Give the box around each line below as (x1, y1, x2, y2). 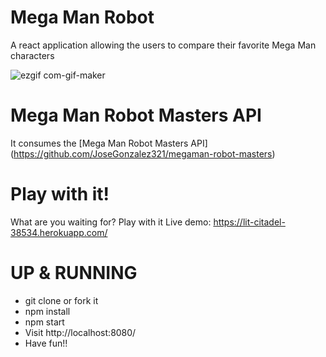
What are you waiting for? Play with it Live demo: (10, 216, 212, 228)
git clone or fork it (24, 294, 99, 306)
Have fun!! (24, 337, 68, 349)
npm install (24, 305, 71, 317)
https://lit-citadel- (213, 216, 286, 228)
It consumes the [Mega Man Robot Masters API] (10, 137, 208, 149)
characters (10, 49, 55, 61)
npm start (24, 316, 65, 328)
